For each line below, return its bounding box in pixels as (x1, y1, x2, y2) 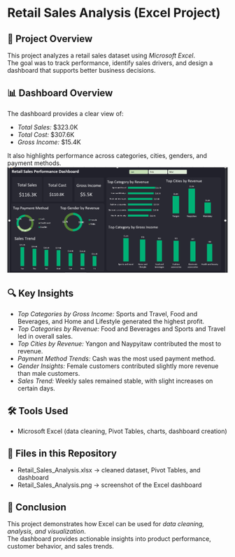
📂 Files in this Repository (7, 447, 117, 459)
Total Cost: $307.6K (17, 130, 75, 139)
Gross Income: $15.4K (17, 138, 82, 146)
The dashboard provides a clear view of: (7, 109, 124, 118)
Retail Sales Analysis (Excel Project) (7, 5, 221, 21)
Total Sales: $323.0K (17, 122, 78, 131)
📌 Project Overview (7, 33, 93, 45)
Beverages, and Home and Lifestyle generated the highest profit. (17, 317, 205, 325)
